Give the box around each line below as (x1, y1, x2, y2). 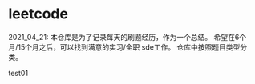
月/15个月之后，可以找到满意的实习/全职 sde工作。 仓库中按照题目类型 (8, 42, 241, 52)
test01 (8, 68, 29, 78)
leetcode (8, 5, 68, 23)
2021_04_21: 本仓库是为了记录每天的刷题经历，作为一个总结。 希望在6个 (8, 32, 247, 42)
